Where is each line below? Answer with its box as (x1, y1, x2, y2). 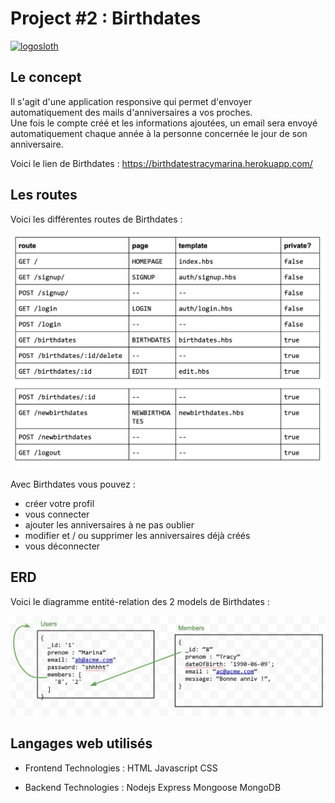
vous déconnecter (24, 540, 101, 552)
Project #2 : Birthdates (10, 7, 202, 30)
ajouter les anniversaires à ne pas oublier (24, 519, 195, 531)
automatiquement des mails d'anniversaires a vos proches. (10, 106, 253, 118)
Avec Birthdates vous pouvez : (10, 478, 136, 491)
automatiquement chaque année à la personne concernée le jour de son (10, 127, 308, 139)
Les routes (10, 187, 78, 204)
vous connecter (24, 508, 90, 521)
